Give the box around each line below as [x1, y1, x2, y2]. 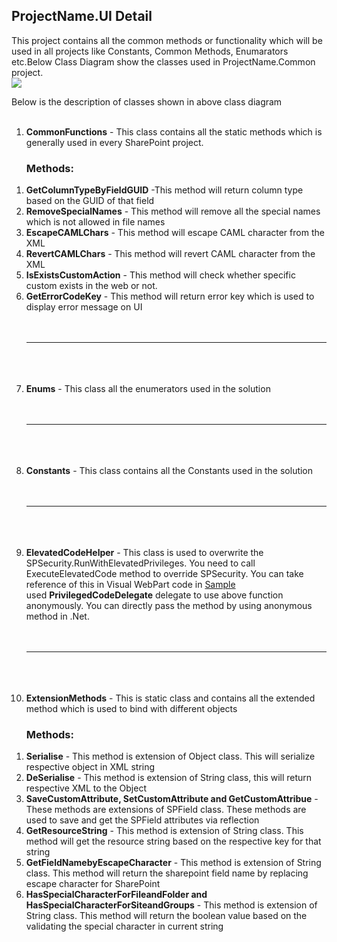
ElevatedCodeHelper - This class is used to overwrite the [25, 547, 264, 559]
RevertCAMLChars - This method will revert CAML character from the [25, 248, 316, 260]
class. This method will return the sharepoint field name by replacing [25, 867, 309, 879]
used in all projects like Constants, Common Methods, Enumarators [11, 45, 289, 57]
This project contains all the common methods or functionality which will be [11, 34, 323, 46]
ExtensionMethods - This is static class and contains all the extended [25, 692, 316, 704]
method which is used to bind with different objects [25, 703, 238, 715]
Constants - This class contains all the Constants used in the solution [25, 465, 314, 477]
